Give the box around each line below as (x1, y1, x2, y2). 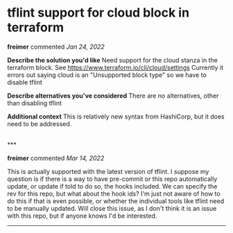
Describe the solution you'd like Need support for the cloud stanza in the (7, 55, 218, 64)
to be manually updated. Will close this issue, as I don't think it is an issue (7, 204, 217, 212)
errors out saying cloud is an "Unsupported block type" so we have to (7, 71, 207, 79)
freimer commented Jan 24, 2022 (7, 42, 105, 51)
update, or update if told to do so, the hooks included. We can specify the (7, 182, 218, 190)
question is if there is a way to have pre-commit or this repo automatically (7, 175, 218, 183)
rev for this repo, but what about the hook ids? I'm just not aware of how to (7, 189, 221, 198)
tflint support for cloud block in (7, 5, 189, 21)
